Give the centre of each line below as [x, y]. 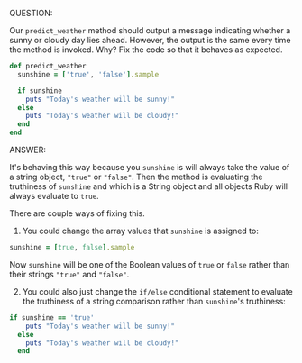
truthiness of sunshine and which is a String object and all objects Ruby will [149, 186]
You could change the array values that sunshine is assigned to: [140, 231]
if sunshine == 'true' [52, 318]
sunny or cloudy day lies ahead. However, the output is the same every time [150, 40]
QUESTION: [31, 13]
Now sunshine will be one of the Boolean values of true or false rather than [150, 264]
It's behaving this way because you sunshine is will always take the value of [150, 167]
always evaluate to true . [54, 196]
